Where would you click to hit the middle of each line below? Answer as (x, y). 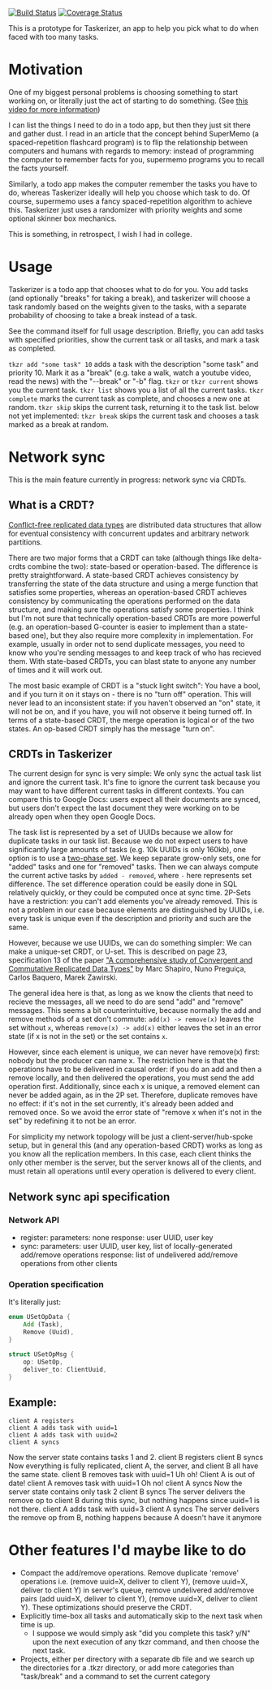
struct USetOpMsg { (41, 1354)
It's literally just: (35, 1302)
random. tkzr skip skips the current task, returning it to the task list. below (134, 407)
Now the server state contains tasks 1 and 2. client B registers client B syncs (136, 1458)
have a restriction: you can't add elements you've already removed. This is (133, 902)
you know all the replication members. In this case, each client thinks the (130, 1154)
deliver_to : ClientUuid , (65, 1369)
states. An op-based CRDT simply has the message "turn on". (112, 728)
